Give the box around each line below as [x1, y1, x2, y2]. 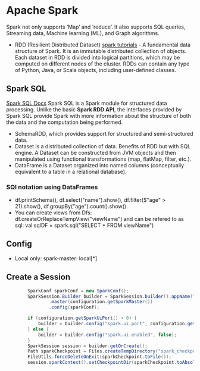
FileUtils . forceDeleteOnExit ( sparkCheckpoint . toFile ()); [27, 354, 171, 360]
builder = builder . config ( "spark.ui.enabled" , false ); [37, 332, 177, 338]
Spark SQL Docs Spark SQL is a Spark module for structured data [6, 99, 167, 107]
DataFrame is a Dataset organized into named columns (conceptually [14, 161, 185, 169]
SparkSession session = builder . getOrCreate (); [27, 343, 148, 349]
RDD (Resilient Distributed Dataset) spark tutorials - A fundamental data [14, 41, 191, 48]
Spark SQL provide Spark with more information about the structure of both [6, 112, 192, 119]
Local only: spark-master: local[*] [14, 254, 98, 262]
